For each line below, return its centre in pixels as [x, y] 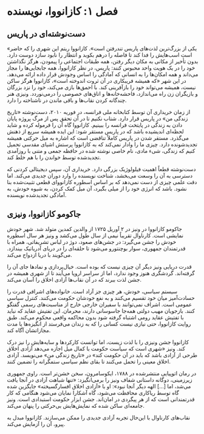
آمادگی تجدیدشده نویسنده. [37, 195]
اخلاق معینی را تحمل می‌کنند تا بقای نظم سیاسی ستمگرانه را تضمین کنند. [89, 361]
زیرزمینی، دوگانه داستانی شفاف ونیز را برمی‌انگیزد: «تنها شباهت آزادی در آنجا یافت [100, 380]
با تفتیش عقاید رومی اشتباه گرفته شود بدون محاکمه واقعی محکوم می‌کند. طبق [95, 317]
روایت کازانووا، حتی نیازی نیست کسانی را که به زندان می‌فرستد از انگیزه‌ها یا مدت [99, 324]
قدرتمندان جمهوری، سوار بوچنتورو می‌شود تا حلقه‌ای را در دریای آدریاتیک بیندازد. [96, 248]
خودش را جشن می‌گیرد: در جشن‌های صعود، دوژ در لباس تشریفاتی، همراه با [92, 241]
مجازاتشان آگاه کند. [29, 330]
